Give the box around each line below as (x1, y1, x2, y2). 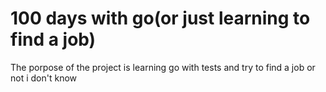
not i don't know (10, 72, 78, 84)
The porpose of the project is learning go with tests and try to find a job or (10, 61, 316, 73)
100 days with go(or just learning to (10, 7, 311, 30)
